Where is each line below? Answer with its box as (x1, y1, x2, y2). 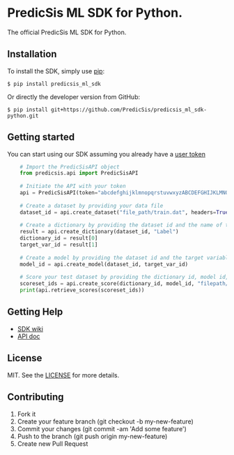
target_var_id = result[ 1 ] (19, 241, 98, 249)
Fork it (17, 410, 36, 418)
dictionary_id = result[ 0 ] (19, 235, 98, 242)
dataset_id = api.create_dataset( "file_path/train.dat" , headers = (19, 208, 217, 216)
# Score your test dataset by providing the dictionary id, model (19, 274, 217, 281)
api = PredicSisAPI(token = (19, 189, 98, 196)
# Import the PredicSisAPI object (19, 163, 120, 171)
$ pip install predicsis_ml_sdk (7, 80, 101, 87)
